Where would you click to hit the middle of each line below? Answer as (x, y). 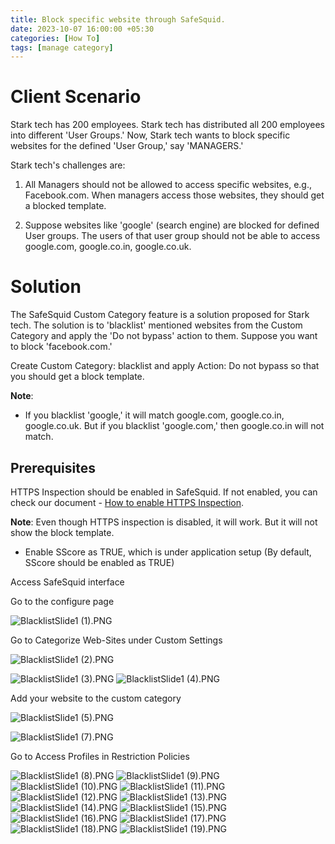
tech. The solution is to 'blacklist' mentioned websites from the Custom (156, 325)
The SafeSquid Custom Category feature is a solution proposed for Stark (160, 315)
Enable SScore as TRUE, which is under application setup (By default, (168, 552)
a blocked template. (65, 206)
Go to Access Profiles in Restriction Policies (100, 756)
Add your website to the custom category (96, 698)
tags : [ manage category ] (62, 47)
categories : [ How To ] (55, 38)
